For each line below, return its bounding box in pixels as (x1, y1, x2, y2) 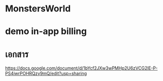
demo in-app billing (5, 26, 87, 37)
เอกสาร (5, 48, 29, 60)
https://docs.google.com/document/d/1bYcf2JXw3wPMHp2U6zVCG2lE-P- (5, 65, 158, 71)
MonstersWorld (5, 3, 71, 14)
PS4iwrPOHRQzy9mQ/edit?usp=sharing (5, 71, 87, 77)
